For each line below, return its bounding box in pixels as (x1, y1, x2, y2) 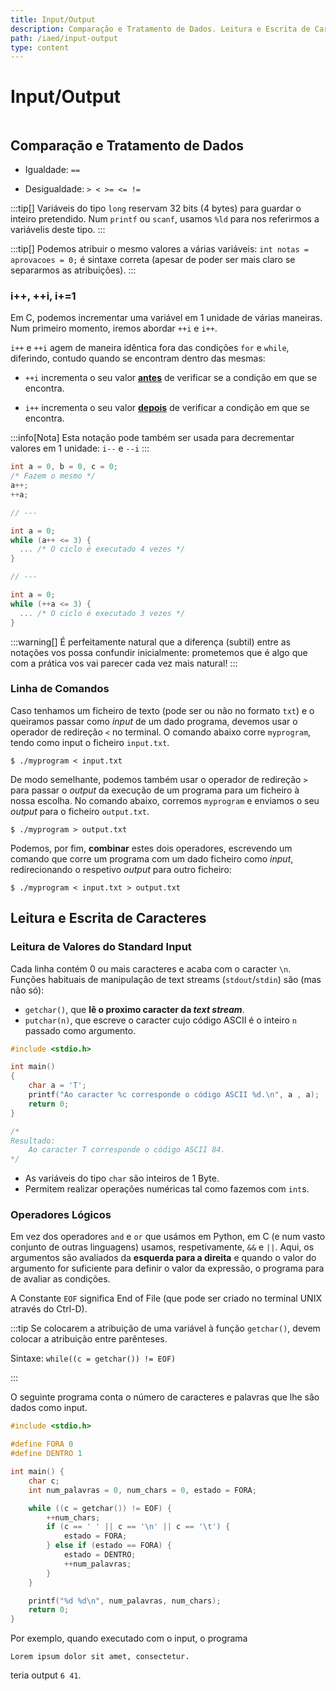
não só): (10, 984, 45, 996)
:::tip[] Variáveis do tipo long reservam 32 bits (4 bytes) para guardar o (10, 202, 302, 214)
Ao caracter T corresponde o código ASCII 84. (28, 1145, 226, 1155)
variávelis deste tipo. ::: (10, 224, 106, 235)
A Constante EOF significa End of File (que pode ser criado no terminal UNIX (10, 1292, 322, 1305)
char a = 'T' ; (28, 1081, 87, 1091)
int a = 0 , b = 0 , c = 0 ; (10, 462, 118, 472)
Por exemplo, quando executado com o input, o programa (10, 1632, 248, 1645)
